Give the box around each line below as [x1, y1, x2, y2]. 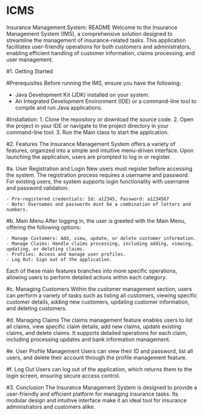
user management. [6, 56, 53, 63]
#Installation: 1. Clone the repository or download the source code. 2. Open [6, 116, 194, 123]
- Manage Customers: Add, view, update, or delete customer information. [6, 235, 197, 241]
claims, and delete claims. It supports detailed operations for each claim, [6, 329, 188, 336]
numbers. [6, 207, 28, 213]
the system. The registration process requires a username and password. [6, 171, 190, 179]
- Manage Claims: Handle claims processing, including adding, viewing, [6, 241, 194, 247]
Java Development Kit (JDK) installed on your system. [15, 91, 150, 98]
